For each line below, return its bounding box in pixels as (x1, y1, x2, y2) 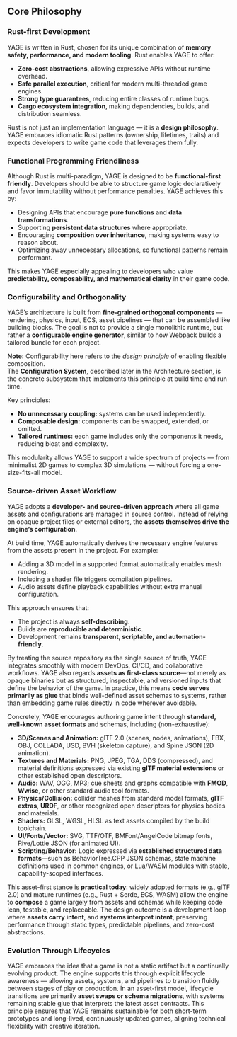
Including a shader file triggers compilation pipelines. (17, 575, 173, 583)
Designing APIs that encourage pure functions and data (17, 208, 183, 217)
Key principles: (7, 396, 51, 404)
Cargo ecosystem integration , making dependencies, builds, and (17, 102, 209, 110)
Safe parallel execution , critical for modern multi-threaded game (17, 79, 207, 88)
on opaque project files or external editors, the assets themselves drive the (7, 517, 230, 526)
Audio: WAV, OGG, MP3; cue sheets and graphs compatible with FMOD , (17, 779, 229, 787)
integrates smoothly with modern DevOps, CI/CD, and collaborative (7, 661, 203, 670)
